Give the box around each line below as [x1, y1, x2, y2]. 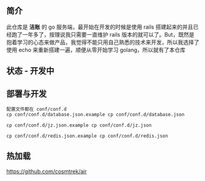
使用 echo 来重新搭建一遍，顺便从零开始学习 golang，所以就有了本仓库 [6, 46, 185, 53]
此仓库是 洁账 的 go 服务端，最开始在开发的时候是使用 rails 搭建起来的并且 [6, 23, 193, 31]
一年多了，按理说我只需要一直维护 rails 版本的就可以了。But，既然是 [22, 31, 195, 38]
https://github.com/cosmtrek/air [6, 168, 88, 175]
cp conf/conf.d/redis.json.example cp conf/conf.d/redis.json [6, 133, 168, 139]
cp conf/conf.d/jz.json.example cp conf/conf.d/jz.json [6, 122, 152, 128]
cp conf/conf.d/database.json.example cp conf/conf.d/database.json [6, 112, 185, 118]
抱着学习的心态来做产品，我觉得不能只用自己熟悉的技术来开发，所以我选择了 [6, 39, 199, 46]
